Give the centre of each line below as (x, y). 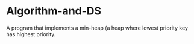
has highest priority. (31, 34)
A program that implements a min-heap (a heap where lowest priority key (97, 28)
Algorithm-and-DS (54, 11)
